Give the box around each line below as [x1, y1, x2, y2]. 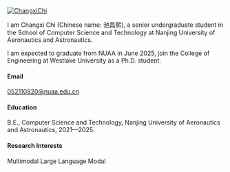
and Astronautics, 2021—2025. [7, 126, 95, 134]
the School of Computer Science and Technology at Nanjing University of [7, 28, 216, 36]
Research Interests [7, 142, 63, 149]
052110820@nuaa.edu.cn [7, 87, 80, 96]
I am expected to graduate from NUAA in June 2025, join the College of [7, 49, 210, 57]
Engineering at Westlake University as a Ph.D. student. [7, 56, 162, 65]
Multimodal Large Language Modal [7, 157, 106, 165]
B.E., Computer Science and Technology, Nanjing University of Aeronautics [7, 118, 220, 127]
